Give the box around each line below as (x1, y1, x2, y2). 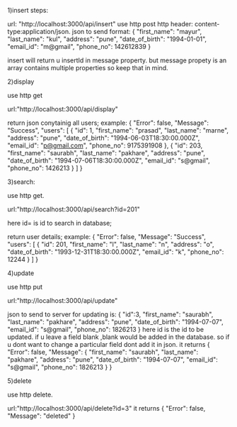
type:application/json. (7, 28, 71, 35)
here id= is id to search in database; (7, 219, 112, 227)
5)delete (7, 377, 32, 385)
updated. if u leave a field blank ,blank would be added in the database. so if (7, 333, 230, 341)
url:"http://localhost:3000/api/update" (7, 296, 118, 304)
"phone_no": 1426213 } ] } (7, 164, 83, 172)
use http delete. (7, 390, 53, 399)
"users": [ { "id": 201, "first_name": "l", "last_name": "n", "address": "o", (7, 240, 214, 248)
